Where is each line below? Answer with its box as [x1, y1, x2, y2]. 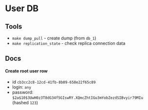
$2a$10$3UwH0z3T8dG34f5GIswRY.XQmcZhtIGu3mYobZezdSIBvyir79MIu [12, 95, 144, 100]
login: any [12, 84, 32, 90]
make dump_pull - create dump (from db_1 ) [12, 35, 96, 41]
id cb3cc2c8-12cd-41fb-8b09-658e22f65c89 [12, 79, 96, 85]
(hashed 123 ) [12, 99, 38, 105]
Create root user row [5, 68, 48, 73]
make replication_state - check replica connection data [12, 40, 126, 46]
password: [12, 89, 34, 95]
